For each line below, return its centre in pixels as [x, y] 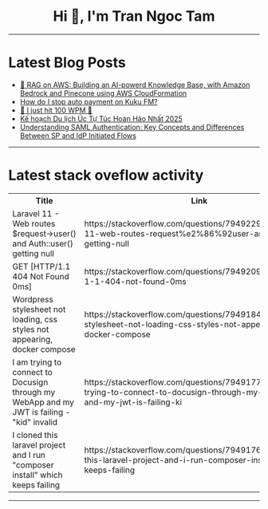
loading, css [35, 319]
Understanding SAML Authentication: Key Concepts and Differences [132, 127]
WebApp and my [43, 402]
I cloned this [35, 435]
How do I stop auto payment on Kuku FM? [89, 101]
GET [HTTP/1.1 [41, 266]
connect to [33, 372]
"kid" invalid [35, 422]
